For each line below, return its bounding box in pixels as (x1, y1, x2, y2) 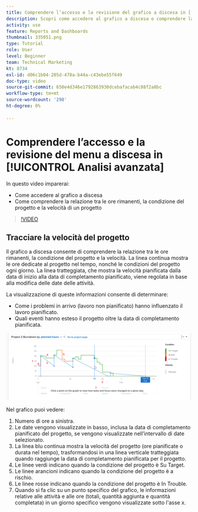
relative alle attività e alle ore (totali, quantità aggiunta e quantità (14, 493, 170, 500)
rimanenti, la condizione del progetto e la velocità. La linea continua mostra (6, 255, 189, 262)
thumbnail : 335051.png (6, 34, 62, 41)
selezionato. (14, 436, 45, 443)
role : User (6, 47, 33, 53)
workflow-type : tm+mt (6, 90, 60, 97)
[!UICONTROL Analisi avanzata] (6, 160, 164, 174)
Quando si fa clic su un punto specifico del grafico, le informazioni (14, 486, 176, 493)
